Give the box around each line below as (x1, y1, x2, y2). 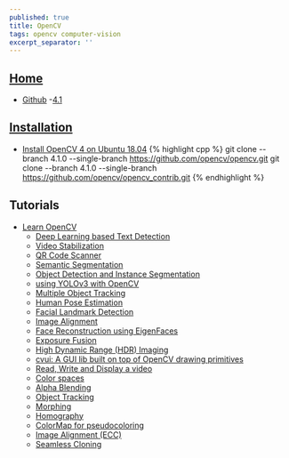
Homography (35, 410, 84, 421)
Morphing (35, 401, 72, 412)
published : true (9, 12, 69, 22)
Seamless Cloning (35, 438, 102, 449)
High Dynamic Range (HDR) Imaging (35, 344, 169, 355)
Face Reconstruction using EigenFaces (35, 325, 179, 336)
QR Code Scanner (35, 250, 102, 261)
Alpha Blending (35, 382, 92, 392)
